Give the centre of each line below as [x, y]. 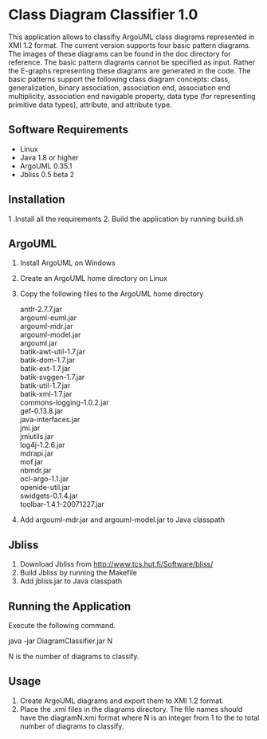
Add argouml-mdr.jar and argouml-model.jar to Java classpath [122, 520]
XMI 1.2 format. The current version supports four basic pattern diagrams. [130, 45]
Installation [37, 200]
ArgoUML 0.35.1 [46, 166]
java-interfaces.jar [50, 420]
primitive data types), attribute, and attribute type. [90, 105]
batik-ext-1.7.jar [45, 369]
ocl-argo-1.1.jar [44, 479]
